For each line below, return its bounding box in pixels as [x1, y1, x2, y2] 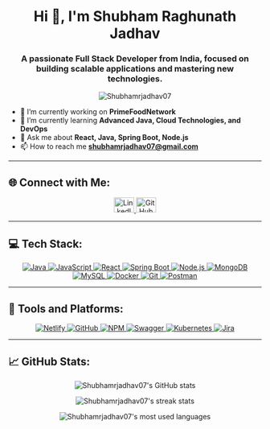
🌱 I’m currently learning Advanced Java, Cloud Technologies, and [19, 116, 241, 126]
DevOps [19, 124, 48, 134]
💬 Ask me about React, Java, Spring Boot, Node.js [19, 133, 189, 142]
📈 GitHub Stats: [8, 355, 91, 369]
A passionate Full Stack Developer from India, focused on [21, 53, 249, 64]
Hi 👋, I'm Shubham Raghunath [33, 7, 237, 26]
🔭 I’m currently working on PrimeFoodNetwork [19, 107, 177, 117]
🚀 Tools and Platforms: [8, 302, 124, 316]
